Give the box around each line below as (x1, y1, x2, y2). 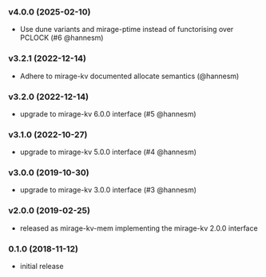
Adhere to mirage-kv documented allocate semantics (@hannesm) (19, 71, 240, 81)
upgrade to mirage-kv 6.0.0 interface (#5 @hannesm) (19, 109, 197, 118)
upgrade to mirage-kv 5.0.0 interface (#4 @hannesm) (19, 147, 197, 157)
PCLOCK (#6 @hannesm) (19, 33, 104, 42)
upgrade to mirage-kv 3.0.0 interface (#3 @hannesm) (19, 185, 197, 195)
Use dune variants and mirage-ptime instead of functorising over (19, 25, 234, 34)
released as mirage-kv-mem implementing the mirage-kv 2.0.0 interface (19, 223, 258, 233)
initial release (19, 262, 64, 271)
